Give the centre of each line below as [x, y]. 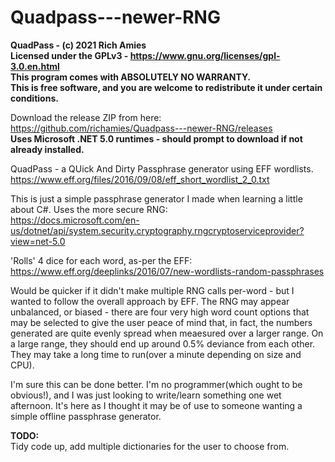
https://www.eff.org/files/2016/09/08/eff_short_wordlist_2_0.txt [140, 179]
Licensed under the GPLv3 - [69, 55]
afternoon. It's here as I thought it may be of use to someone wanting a [156, 405]
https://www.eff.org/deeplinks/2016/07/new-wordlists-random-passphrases [167, 271]
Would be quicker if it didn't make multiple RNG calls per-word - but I [152, 290]
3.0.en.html [35, 66]
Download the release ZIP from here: [86, 117]
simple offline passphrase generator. [86, 416]
